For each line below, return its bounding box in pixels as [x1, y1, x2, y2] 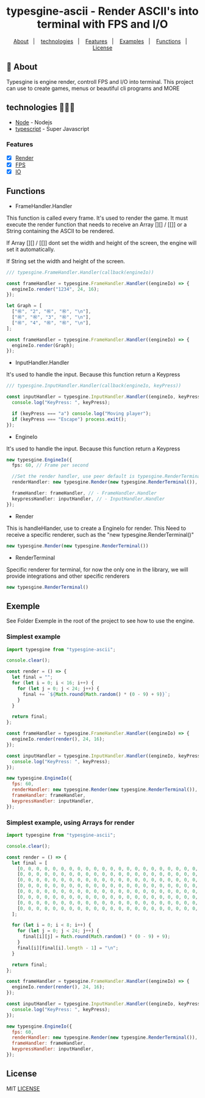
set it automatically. [6, 245, 56, 253]
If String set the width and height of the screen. [6, 257, 125, 264]
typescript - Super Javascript [15, 125, 90, 132]
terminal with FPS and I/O [37, 17, 168, 31]
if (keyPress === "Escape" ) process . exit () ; [12, 416, 127, 422]
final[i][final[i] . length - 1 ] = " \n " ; [17, 944, 119, 951]
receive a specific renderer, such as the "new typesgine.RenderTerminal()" [6, 531, 194, 538]
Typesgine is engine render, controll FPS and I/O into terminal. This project [6, 78, 194, 85]
